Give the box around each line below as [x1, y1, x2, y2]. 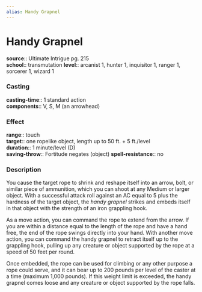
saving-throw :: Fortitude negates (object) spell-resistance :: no [6, 151, 164, 158]
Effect [6, 117, 25, 126]
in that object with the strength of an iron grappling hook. [6, 205, 148, 212]
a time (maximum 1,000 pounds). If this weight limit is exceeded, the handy [6, 273, 192, 280]
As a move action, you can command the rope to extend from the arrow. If [6, 216, 189, 223]
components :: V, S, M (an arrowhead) [6, 102, 100, 110]
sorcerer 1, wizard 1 [6, 67, 54, 75]
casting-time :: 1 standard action [6, 96, 86, 103]
